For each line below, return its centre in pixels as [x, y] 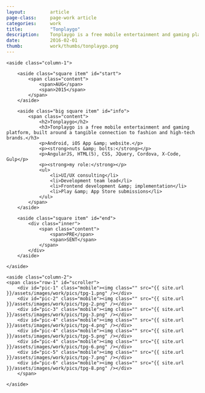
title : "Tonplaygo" [43, 29]
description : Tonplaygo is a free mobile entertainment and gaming [98, 35]
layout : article [38, 12]
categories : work [34, 23]
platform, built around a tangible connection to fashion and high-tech [101, 132]
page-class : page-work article [52, 18]
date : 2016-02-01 [42, 40]
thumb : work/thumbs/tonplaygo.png [63, 47]
